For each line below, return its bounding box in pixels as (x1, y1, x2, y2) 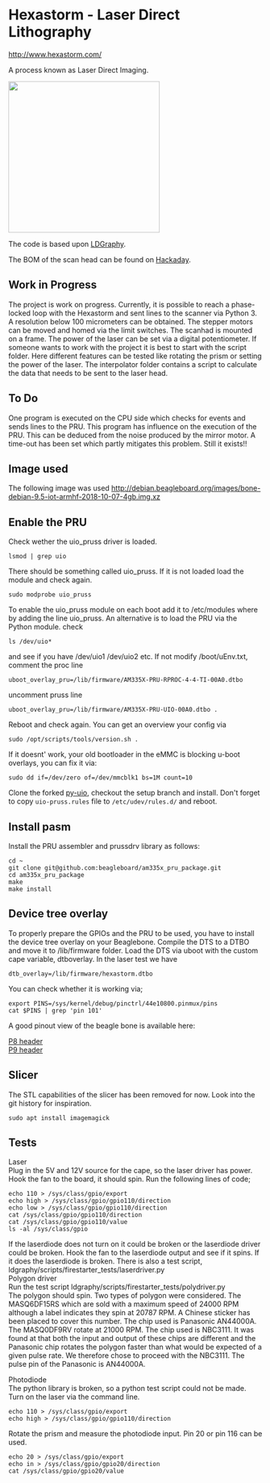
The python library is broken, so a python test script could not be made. (8, 1384, 247, 1393)
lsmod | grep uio (8, 553, 67, 561)
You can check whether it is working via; (8, 984, 143, 993)
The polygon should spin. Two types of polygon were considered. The (8, 1291, 242, 1301)
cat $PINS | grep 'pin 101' (8, 1006, 103, 1014)
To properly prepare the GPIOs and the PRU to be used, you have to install (8, 928, 255, 938)
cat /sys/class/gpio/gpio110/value (8, 1218, 128, 1226)
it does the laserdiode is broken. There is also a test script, (8, 1256, 203, 1266)
